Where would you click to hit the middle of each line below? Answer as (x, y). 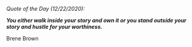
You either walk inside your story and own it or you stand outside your (96, 20)
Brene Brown (22, 38)
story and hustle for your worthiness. (55, 27)
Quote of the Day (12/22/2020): (45, 9)
